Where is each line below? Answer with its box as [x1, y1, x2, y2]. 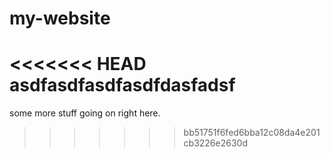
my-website [9, 7, 111, 30]
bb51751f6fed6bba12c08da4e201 [183, 127, 321, 139]
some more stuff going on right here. [9, 107, 161, 119]
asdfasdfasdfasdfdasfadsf [9, 74, 236, 97]
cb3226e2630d [183, 137, 248, 149]
